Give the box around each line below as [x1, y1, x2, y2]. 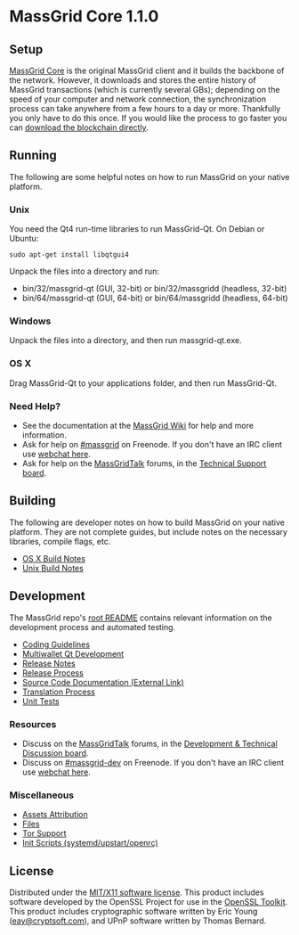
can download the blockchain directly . [9, 122, 149, 133]
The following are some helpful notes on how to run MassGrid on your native [9, 171, 291, 182]
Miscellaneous [9, 789, 74, 801]
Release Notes [21, 658, 76, 668]
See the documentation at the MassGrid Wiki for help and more [21, 421, 254, 431]
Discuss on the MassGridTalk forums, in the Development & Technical [21, 738, 278, 749]
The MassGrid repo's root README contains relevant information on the [9, 612, 273, 623]
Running [9, 148, 58, 163]
